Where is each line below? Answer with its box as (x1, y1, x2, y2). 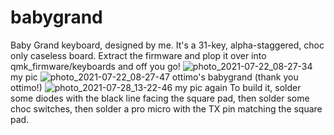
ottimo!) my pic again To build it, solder (10, 81, 302, 93)
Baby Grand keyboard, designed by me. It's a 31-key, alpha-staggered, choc (10, 39, 325, 51)
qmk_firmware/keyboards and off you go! (10, 60, 181, 72)
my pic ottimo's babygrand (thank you (10, 71, 299, 83)
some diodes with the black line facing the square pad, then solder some (10, 92, 310, 104)
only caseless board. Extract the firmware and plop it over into (10, 49, 267, 61)
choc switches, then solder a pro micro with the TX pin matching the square (10, 102, 323, 115)
